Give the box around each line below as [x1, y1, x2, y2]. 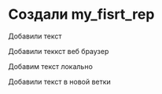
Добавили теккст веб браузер [8, 46, 109, 56]
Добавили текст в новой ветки [8, 77, 112, 86]
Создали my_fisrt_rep [8, 5, 155, 23]
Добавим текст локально [8, 61, 93, 71]
